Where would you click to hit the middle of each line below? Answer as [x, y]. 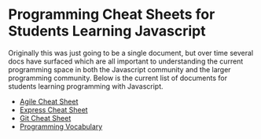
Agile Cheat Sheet [49, 101]
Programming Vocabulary [61, 126]
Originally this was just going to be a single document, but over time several [131, 53]
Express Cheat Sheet [53, 110]
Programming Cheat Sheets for [112, 15]
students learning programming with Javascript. [86, 86]
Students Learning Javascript [107, 31]
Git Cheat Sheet [45, 118]
